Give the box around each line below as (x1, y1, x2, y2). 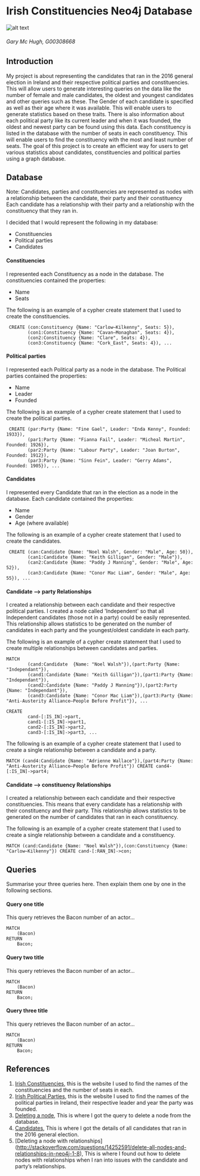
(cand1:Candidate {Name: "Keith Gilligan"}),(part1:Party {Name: (27, 672, 194, 678)
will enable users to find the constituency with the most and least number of (6, 136, 193, 143)
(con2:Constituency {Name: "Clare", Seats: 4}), (27, 334, 151, 341)
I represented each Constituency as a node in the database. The (6, 270, 164, 277)
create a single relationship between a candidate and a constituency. (6, 832, 176, 839)
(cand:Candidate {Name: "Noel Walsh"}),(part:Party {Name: (27, 661, 180, 667)
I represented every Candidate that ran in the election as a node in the (6, 488, 179, 495)
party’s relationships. (14, 1162, 67, 1169)
